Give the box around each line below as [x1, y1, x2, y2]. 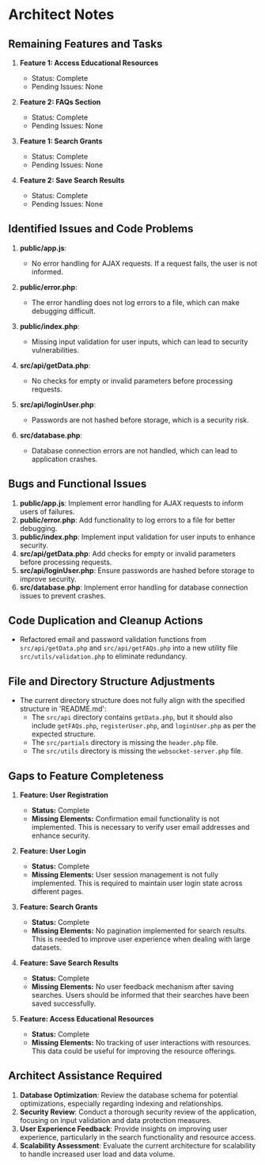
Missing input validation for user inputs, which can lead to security [31, 337, 248, 346]
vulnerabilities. [31, 345, 79, 354]
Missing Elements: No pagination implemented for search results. [31, 926, 247, 936]
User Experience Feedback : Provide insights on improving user [19, 1124, 228, 1133]
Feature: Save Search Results [19, 958, 119, 968]
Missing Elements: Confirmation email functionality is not [31, 814, 220, 823]
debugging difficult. [31, 306, 97, 315]
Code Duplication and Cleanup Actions [8, 614, 203, 628]
